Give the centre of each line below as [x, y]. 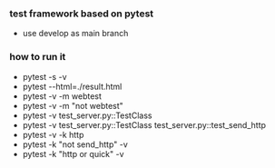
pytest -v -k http [53, 134]
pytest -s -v [44, 76]
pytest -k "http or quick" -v [73, 153]
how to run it [38, 57]
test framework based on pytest [82, 14]
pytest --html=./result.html [72, 86]
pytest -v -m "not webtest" [73, 105]
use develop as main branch [75, 34]
